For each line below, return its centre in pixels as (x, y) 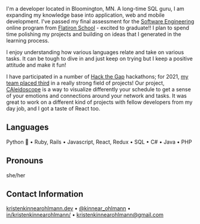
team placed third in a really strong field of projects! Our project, (85, 83)
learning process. (28, 41)
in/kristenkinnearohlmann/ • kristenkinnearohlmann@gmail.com (85, 215)
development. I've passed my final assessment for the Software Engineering (100, 21)
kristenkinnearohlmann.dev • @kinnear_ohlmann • (68, 208)
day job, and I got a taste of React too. (53, 108)
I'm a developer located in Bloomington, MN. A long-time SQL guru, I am (95, 9)
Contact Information (45, 194)
